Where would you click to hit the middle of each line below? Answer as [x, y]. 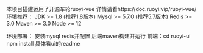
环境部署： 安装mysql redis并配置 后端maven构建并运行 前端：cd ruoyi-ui [98, 36]
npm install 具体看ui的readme [43, 44]
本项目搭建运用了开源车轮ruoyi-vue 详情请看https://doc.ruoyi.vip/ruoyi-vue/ [101, 9]
